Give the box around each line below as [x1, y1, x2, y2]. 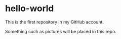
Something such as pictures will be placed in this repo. [5, 28, 117, 34]
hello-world [5, 3, 54, 14]
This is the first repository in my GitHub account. [5, 19, 104, 25]
